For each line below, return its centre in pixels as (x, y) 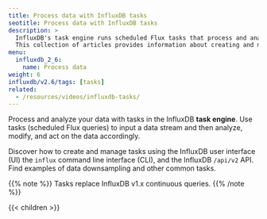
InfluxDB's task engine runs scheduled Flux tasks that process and (131, 38)
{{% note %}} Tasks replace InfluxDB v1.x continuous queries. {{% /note (126, 184)
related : (23, 89)
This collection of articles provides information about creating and (135, 45)
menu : (17, 52)
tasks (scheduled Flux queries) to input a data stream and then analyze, (126, 128)
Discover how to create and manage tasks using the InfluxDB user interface (132, 152)
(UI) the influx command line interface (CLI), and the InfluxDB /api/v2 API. (131, 160)
